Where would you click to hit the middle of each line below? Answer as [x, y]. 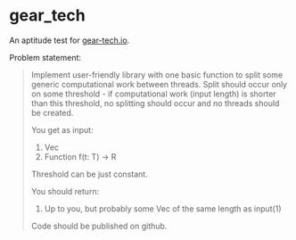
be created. [52, 112]
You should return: [65, 191]
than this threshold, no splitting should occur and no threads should [155, 103]
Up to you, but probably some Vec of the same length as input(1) [163, 208]
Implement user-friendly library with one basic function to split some [157, 74]
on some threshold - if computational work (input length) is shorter [153, 94]
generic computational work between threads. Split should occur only [159, 84]
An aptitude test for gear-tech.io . [70, 40]
